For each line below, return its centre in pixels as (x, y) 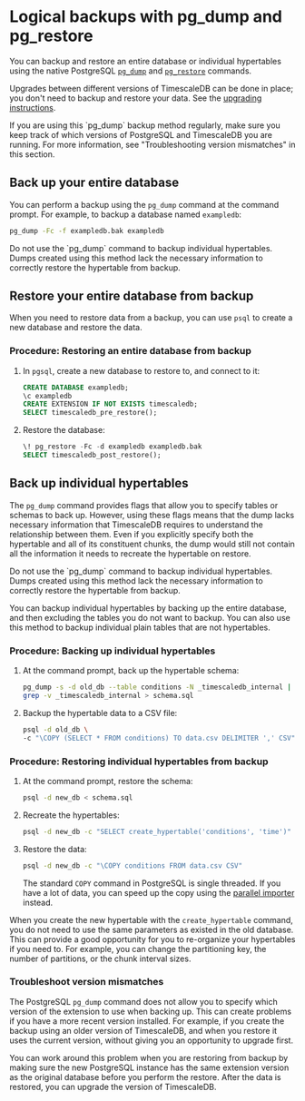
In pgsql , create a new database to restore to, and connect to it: (141, 370)
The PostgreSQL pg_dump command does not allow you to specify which (144, 1001)
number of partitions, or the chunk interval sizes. (100, 958)
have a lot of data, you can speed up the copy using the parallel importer (158, 892)
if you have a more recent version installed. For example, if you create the (147, 1021)
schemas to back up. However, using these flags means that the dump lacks (152, 515)
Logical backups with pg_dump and (146, 17)
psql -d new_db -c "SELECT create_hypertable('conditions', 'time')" (157, 831)
